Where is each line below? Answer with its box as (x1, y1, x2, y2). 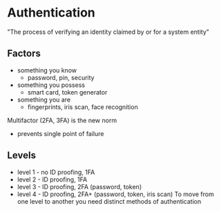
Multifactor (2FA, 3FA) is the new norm (7, 116, 117, 124)
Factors (7, 48, 41, 59)
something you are (17, 95, 71, 104)
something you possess (17, 81, 85, 89)
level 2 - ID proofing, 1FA (17, 175, 88, 184)
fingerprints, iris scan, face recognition (27, 102, 138, 111)
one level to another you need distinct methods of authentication (17, 197, 202, 205)
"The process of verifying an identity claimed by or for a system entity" (7, 28, 209, 36)
